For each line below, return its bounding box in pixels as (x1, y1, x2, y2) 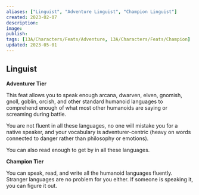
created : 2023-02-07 (6, 14, 58, 20)
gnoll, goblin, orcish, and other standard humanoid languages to (6, 98, 163, 105)
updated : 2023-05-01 (6, 42, 58, 48)
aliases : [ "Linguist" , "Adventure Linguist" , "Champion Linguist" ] (6, 8, 178, 15)
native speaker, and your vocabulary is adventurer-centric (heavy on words (6, 128, 191, 135)
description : (6, 20, 39, 26)
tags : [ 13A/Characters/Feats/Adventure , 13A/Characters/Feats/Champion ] (6, 36, 191, 42)
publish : (6, 31, 28, 37)
